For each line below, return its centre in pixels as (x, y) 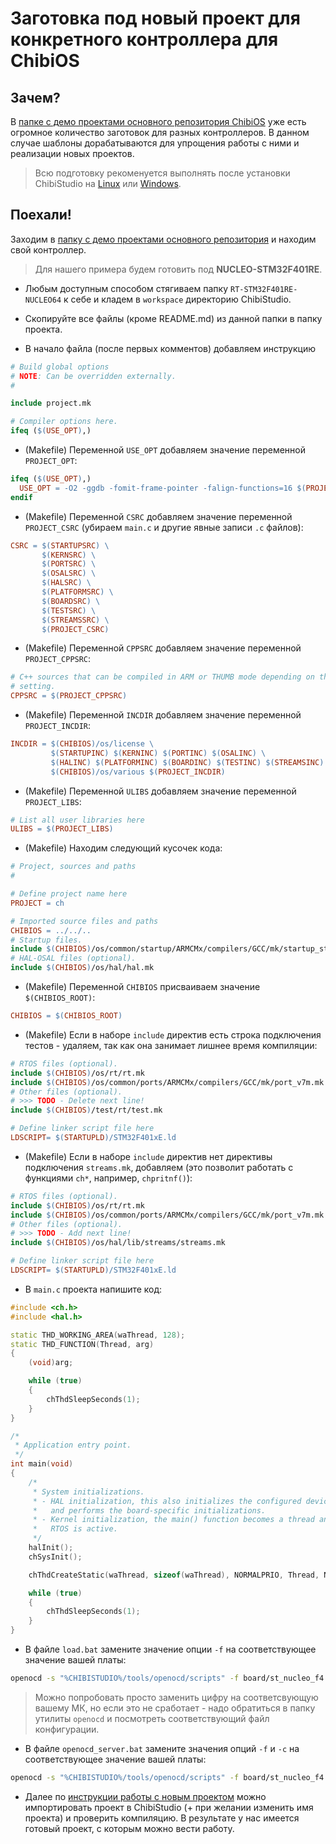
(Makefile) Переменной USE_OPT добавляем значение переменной (165, 450)
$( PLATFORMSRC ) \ (77, 592)
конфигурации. (67, 1729)
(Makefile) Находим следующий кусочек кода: (123, 848)
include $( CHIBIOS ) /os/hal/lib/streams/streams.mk (118, 1243)
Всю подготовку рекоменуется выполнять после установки (162, 173)
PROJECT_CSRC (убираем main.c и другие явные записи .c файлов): (164, 527)
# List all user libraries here (77, 820)
